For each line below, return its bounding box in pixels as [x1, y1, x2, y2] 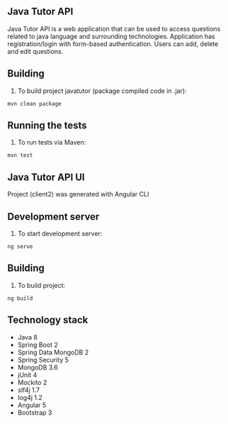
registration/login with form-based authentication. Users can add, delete [7, 39, 219, 48]
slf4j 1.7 [17, 386, 40, 394]
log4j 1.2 [17, 393, 42, 401]
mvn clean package [7, 100, 62, 107]
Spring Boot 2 [17, 340, 58, 349]
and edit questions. [7, 47, 64, 55]
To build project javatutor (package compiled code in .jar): [17, 87, 187, 95]
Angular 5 [17, 401, 47, 409]
